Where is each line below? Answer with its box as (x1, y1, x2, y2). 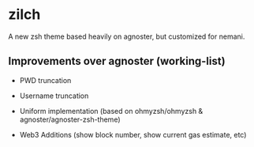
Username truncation (19, 91, 89, 100)
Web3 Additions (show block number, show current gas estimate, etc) (19, 130, 247, 139)
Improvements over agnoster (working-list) (8, 55, 226, 68)
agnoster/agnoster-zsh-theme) (19, 115, 121, 124)
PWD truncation (19, 75, 72, 85)
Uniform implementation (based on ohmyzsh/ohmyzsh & (19, 106, 204, 115)
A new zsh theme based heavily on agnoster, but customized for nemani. (8, 32, 245, 41)
